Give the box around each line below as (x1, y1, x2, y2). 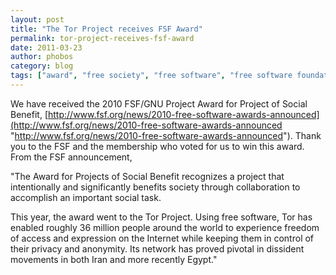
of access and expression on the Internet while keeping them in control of (10, 232, 315, 244)
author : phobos (10, 52, 74, 62)
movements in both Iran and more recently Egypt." (10, 253, 218, 265)
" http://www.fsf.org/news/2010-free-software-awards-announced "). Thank (10, 129, 322, 141)
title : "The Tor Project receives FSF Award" (10, 24, 203, 34)
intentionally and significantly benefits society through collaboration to (10, 181, 301, 193)
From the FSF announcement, (10, 151, 133, 163)
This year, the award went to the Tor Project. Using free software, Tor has (10, 211, 313, 223)
